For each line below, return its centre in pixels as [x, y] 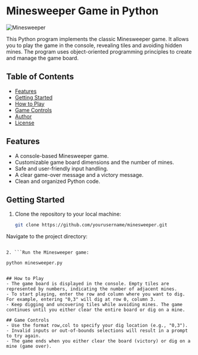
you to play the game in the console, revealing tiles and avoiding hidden [94, 45]
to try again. [24, 336]
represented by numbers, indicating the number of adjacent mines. [92, 289]
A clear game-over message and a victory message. [79, 175]
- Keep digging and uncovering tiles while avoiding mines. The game [95, 305]
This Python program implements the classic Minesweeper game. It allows [98, 39]
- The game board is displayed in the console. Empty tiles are [88, 284]
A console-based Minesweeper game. [62, 155]
